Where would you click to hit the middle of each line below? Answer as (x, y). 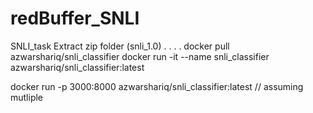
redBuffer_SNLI (75, 18)
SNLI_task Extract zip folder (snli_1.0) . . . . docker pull (120, 46)
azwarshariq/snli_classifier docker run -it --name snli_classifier (140, 56)
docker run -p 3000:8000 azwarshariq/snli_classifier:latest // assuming (157, 86)
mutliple (27, 97)
